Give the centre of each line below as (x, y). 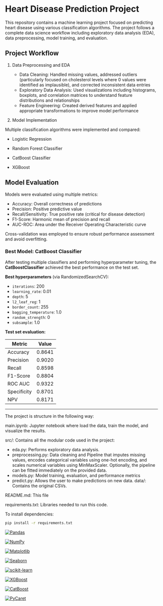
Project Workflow (32, 53)
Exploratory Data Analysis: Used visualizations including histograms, (88, 90)
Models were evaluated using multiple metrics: (52, 194)
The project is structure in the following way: (50, 416)
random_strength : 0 (31, 317)
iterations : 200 (28, 286)
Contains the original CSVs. (39, 486)
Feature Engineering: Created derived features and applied (78, 105)
